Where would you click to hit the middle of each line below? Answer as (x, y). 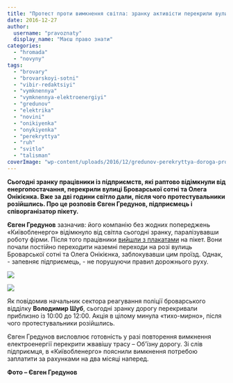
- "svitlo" (29, 149)
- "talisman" (32, 156)
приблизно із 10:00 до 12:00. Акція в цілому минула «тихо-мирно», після (114, 316)
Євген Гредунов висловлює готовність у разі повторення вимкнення (109, 337)
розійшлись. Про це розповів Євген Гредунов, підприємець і (100, 204)
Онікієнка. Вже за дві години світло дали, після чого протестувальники (116, 196)
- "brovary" (31, 71)
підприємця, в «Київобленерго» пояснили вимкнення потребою (102, 351)
